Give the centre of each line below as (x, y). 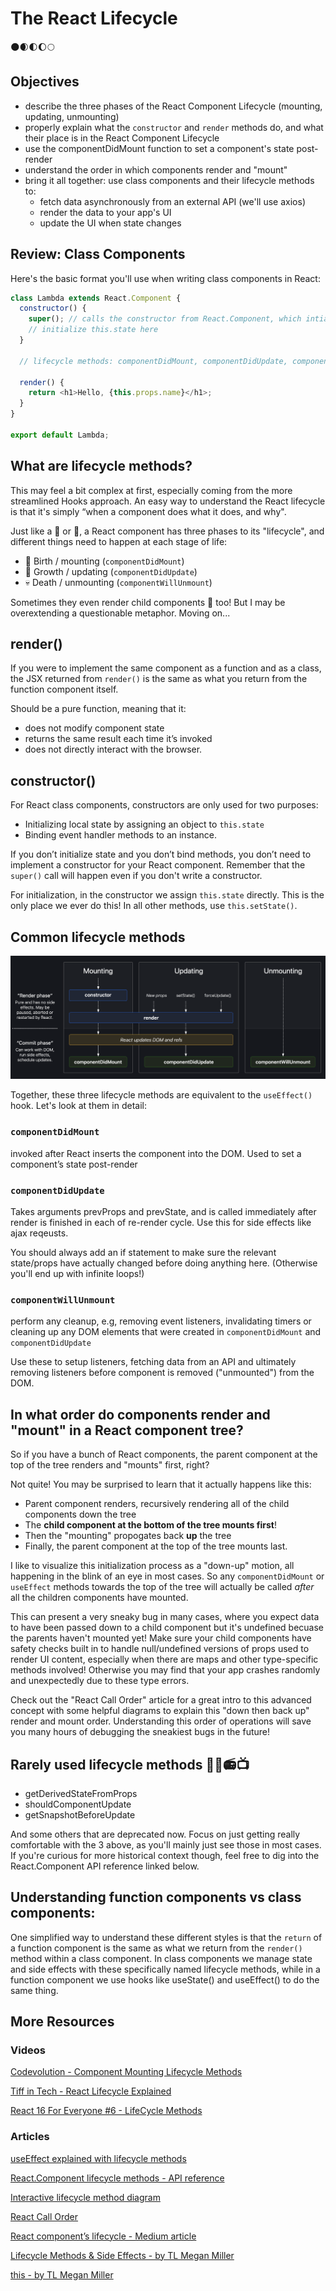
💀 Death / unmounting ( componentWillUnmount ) (118, 582)
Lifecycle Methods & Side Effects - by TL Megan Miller (122, 2255)
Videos (28, 2050)
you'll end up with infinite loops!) (77, 1274)
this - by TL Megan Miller (62, 2274)
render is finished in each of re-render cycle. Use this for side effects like (161, 1223)
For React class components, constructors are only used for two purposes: (164, 805)
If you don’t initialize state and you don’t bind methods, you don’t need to (161, 854)
